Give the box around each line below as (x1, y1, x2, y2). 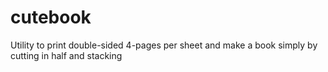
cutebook (10, 6, 92, 29)
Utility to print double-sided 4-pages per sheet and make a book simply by (10, 39, 318, 51)
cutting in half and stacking (10, 49, 123, 61)
